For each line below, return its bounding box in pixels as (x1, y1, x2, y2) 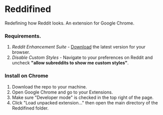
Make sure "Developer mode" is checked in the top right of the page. (11, 94, 154, 100)
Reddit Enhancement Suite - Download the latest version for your (11, 44, 146, 50)
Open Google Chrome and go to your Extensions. (11, 89, 113, 95)
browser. (11, 49, 30, 55)
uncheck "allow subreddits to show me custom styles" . (11, 60, 129, 66)
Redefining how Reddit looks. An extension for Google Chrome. (4, 20, 135, 26)
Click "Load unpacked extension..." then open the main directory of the (11, 99, 158, 105)
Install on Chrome (4, 72, 48, 79)
